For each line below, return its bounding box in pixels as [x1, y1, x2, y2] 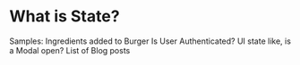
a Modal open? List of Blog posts [9, 45, 131, 55]
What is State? [9, 6, 120, 27]
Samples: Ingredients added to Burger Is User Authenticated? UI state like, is [9, 36, 291, 46]
